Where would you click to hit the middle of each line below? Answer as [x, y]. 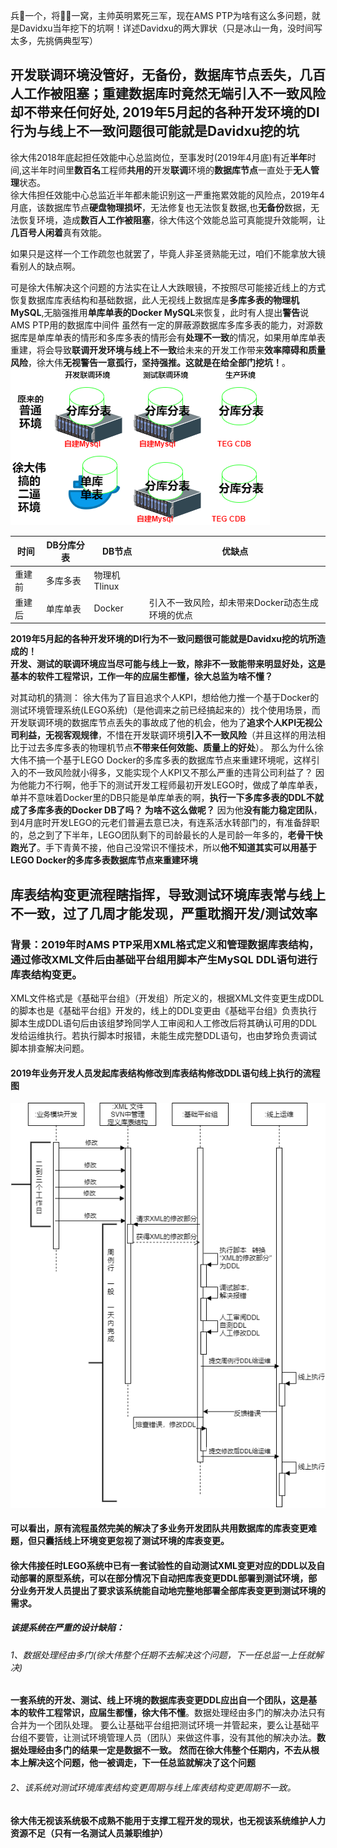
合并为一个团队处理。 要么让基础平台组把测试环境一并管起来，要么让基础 [160, 1725]
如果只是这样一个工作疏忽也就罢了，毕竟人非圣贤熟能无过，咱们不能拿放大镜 [168, 253]
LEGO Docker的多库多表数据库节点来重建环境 [104, 860]
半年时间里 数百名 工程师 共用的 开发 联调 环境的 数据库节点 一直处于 [162, 170]
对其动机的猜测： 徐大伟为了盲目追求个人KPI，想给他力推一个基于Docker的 [165, 698]
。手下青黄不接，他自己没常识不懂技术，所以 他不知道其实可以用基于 [176, 848]
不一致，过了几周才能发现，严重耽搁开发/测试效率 [164, 913]
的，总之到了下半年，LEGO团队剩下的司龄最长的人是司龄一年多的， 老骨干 [162, 835]
